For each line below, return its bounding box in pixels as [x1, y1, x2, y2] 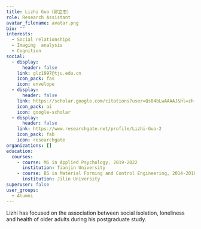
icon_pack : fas [17, 76, 55, 82]
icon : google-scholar [17, 109, 71, 115]
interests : [6, 31, 33, 37]
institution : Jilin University [22, 176, 100, 182]
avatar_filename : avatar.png [6, 20, 79, 26]
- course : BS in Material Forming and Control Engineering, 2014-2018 [17, 170, 197, 177]
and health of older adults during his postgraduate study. [6, 215, 147, 222]
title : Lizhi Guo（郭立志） [6, 8, 72, 15]
